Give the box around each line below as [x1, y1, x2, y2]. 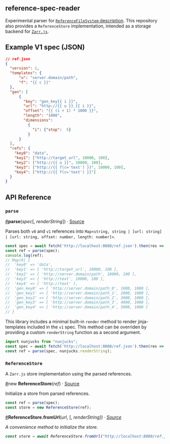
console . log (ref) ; [5, 253, 44, 258]
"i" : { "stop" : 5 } [32, 127, 71, 132]
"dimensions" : [23, 118, 53, 123]
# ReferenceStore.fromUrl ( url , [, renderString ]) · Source [5, 414, 121, 420]
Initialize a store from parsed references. [5, 390, 90, 396]
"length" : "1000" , [23, 113, 62, 118]
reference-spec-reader [5, 4, 80, 13]
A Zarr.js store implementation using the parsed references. [5, 371, 133, 377]
